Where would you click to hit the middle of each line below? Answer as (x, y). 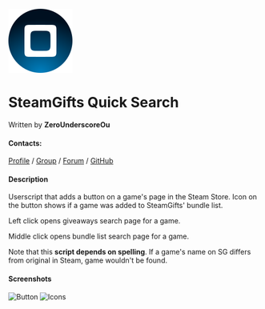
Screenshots (30, 279)
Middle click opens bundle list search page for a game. (99, 236)
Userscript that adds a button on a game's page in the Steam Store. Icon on (133, 197)
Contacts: (25, 143)
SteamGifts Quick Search (94, 103)
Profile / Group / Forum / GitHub (61, 161)
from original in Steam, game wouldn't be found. (88, 260)
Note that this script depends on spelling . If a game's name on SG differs (130, 252)
